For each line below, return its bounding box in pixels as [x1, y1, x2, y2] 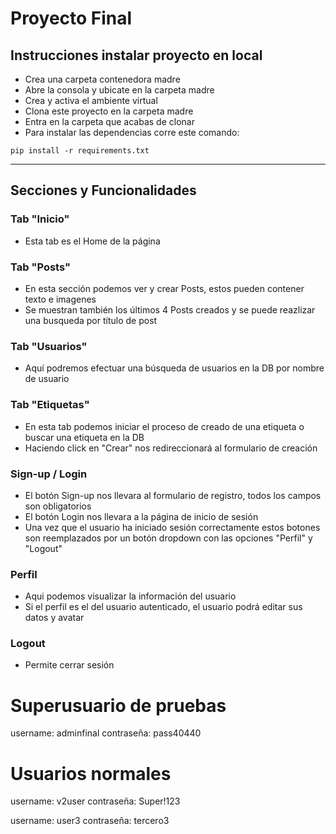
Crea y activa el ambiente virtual [24, 95, 158, 106]
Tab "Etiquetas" [10, 398, 90, 412]
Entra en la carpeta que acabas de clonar [24, 116, 195, 127]
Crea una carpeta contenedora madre [24, 73, 181, 85]
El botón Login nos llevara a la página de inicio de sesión [24, 510, 259, 522]
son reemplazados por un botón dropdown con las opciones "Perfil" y [24, 532, 313, 544]
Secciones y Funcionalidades [10, 182, 197, 199]
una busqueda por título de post [24, 314, 158, 326]
